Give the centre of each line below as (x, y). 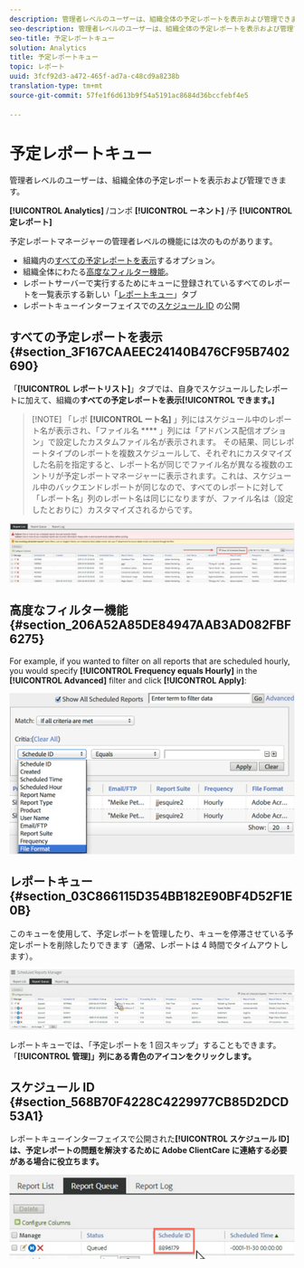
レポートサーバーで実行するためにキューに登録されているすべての (144, 283)
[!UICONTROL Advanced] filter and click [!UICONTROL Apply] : (128, 680)
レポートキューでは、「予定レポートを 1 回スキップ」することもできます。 (145, 1045)
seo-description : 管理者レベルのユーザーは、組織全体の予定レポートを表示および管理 (152, 28)
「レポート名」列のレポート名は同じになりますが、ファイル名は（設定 (162, 498)
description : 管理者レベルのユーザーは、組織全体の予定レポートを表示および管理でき (150, 19)
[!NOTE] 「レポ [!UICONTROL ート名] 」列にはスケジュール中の (150, 420)
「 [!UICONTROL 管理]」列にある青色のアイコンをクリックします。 (133, 1056)
